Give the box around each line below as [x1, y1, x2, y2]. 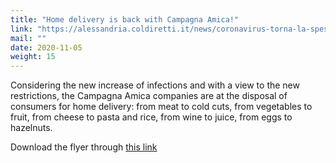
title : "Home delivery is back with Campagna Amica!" [10, 14, 240, 25]
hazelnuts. [10, 122, 53, 134]
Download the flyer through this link [10, 141, 158, 153]
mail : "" [10, 33, 47, 43]
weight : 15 [10, 52, 56, 62]
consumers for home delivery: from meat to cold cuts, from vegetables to [10, 101, 313, 113]
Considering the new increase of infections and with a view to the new [10, 79, 300, 91]
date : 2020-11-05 [10, 42, 83, 53]
